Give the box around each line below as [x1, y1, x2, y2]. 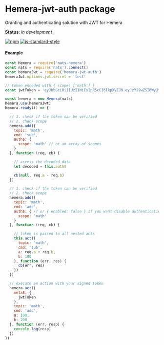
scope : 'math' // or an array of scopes [18, 142, 102, 147]
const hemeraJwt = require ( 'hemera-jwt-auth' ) [5, 69, 102, 74]
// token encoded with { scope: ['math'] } [5, 83, 95, 88]
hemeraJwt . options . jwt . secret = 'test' [5, 74, 86, 79]
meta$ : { [14, 290, 32, 295]
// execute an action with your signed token [9, 281, 104, 286]
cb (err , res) [18, 263, 45, 268]
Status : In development [5, 29, 52, 35]
